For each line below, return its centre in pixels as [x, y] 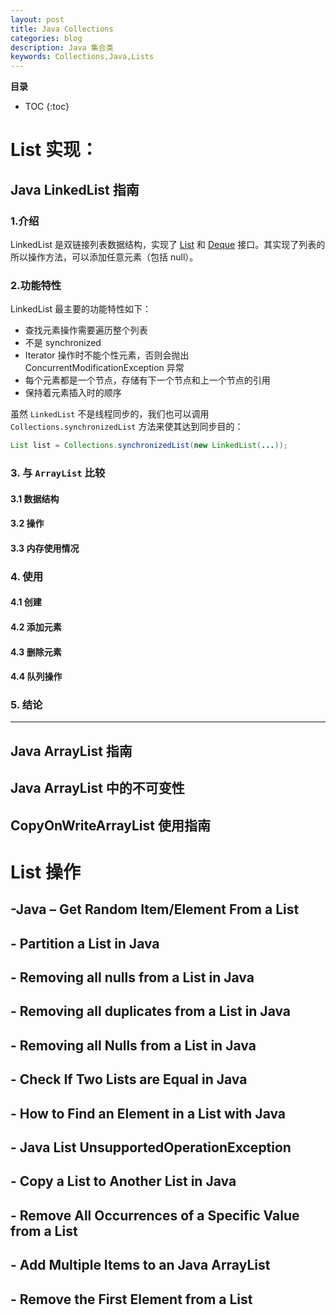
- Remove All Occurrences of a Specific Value [155, 1215]
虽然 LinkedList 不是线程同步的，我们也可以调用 [110, 414]
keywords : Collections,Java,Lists [82, 57]
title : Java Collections [62, 29]
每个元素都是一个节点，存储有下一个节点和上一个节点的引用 [147, 380]
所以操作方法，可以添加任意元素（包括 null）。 [104, 257]
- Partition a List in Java [85, 943]
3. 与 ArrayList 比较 [58, 473]
